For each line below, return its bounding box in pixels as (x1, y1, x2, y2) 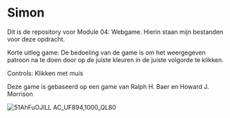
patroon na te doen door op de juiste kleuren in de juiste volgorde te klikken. (7, 55, 224, 63)
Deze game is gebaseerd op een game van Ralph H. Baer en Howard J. (7, 82, 209, 90)
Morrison (7, 90, 33, 98)
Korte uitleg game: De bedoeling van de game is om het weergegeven (7, 48, 206, 57)
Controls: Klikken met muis (7, 69, 84, 77)
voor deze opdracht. (7, 35, 66, 43)
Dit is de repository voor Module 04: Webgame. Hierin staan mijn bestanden (7, 28, 224, 36)
